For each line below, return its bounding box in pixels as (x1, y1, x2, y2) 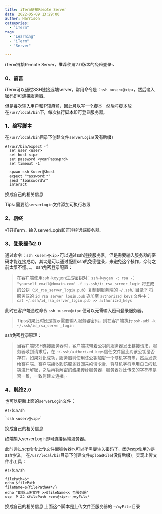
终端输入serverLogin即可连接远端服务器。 (5, 436, 88, 442)
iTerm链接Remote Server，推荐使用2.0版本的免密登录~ (5, 61, 115, 67)
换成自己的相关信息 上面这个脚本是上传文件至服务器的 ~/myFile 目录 (5, 503, 141, 510)
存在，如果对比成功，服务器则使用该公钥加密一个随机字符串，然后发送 (16, 355, 157, 361)
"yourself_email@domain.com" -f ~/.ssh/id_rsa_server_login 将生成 (16, 281, 155, 286)
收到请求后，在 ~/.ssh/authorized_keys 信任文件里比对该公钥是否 (25, 348, 155, 354)
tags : (5, 30, 16, 34)
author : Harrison (5, 16, 40, 21)
